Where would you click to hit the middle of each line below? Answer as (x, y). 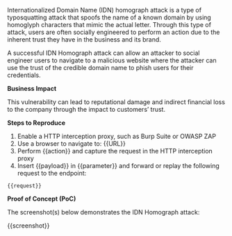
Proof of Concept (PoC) (42, 199)
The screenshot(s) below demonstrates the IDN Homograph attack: (103, 212)
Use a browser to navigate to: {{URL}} (72, 144)
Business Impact (32, 88)
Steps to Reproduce (36, 123)
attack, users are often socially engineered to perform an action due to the (114, 32)
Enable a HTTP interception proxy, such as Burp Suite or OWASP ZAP (117, 136)
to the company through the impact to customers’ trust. (86, 109)
